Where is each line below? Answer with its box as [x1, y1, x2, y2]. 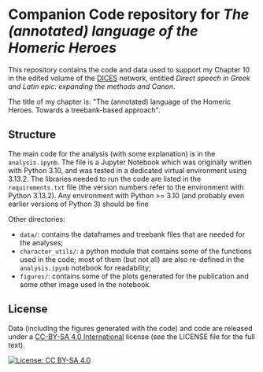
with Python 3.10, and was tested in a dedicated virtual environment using [8, 165, 247, 175]
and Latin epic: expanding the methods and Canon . [8, 81, 176, 91]
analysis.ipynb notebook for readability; [19, 263, 151, 272]
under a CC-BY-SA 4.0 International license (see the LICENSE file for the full [8, 332, 256, 341]
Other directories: [8, 214, 65, 223]
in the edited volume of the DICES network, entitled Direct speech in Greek [8, 73, 250, 83]
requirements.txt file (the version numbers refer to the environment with [8, 182, 244, 192]
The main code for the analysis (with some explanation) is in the [8, 149, 216, 158]
